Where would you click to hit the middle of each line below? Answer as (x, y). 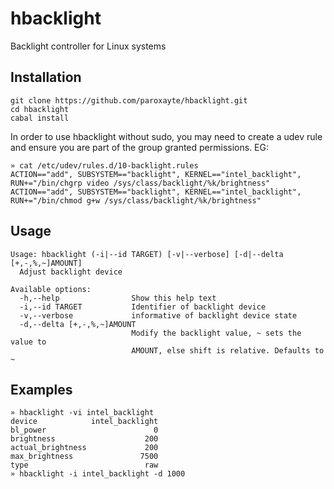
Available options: (51, 289)
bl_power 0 (84, 430)
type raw (84, 465)
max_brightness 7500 (84, 457)
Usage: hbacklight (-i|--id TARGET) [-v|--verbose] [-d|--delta (147, 254)
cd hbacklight (40, 109)
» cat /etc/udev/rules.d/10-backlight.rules (104, 165)
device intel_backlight (84, 422)
